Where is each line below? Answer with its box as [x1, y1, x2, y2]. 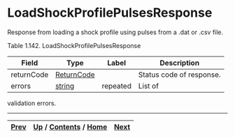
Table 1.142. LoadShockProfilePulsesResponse [7, 41, 141, 49]
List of [138, 81, 159, 91]
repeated [101, 81, 131, 91]
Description [159, 58, 200, 68]
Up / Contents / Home [33, 122, 108, 132]
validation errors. [7, 99, 57, 107]
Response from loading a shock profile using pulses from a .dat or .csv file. [7, 28, 224, 36]
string [55, 81, 75, 91]
